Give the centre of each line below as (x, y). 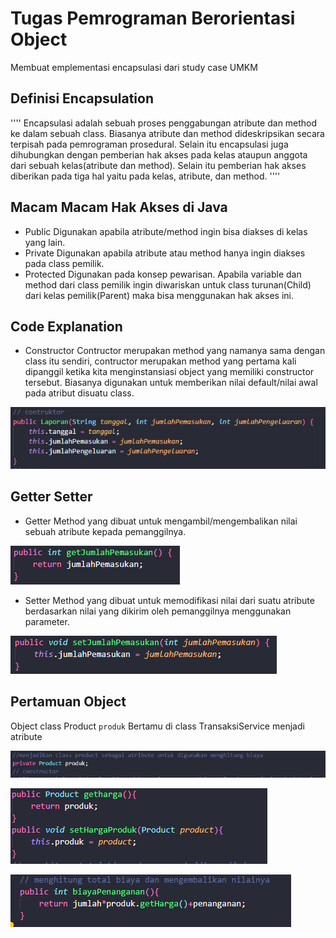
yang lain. (45, 242)
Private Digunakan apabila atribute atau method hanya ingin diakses (165, 253)
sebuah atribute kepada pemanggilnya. (105, 531)
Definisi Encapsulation (82, 98)
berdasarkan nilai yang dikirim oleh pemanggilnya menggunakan (158, 611)
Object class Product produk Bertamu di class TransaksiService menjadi (157, 726)
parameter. (47, 621)
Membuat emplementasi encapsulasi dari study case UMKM (134, 67)
